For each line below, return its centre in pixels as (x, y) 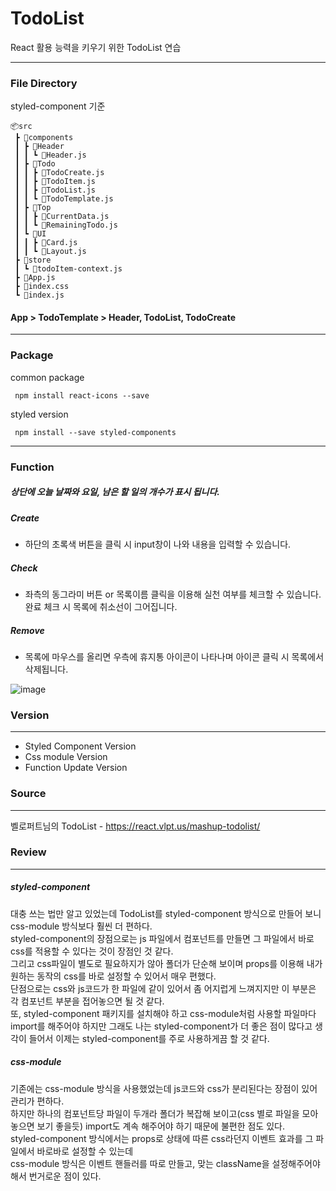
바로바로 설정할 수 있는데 (85, 1151)
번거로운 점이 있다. (65, 1176)
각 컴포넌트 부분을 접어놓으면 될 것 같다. (87, 1001)
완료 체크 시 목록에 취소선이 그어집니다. (101, 606)
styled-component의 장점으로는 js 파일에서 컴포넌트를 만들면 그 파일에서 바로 (162, 938)
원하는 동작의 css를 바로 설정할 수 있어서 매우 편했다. (113, 976)
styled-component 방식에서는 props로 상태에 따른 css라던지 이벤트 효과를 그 (162, 1138)
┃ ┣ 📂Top (33, 208)
